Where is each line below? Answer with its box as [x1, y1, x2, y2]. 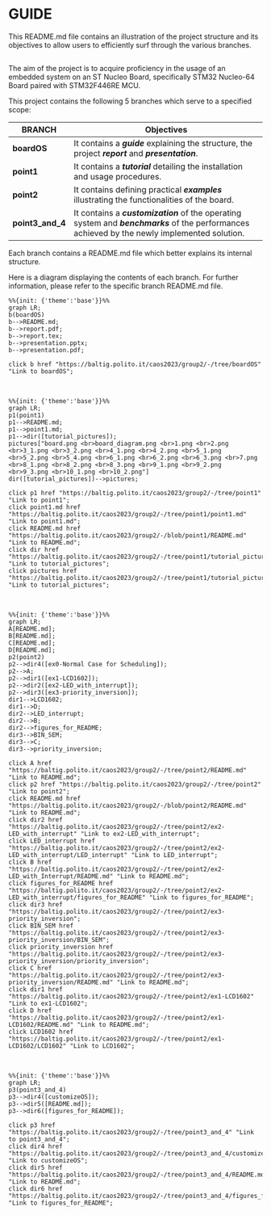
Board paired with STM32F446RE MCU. [8, 81, 141, 90]
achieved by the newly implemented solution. [73, 228, 245, 239]
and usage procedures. [73, 171, 162, 183]
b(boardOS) [8, 311, 45, 319]
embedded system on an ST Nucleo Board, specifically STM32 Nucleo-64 [8, 72, 256, 82]
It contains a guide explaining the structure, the [73, 138, 252, 149]
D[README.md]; [8, 646, 56, 654]
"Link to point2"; [8, 788, 70, 796]
